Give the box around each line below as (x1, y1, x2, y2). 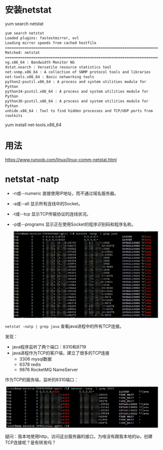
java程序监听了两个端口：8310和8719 (12, 344, 86, 350)
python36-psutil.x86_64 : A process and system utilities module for (5, 99, 149, 103)
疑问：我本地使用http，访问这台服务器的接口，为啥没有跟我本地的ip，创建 (5, 433, 153, 439)
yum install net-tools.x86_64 (5, 122, 62, 128)
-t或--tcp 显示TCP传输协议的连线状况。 (12, 211, 91, 217)
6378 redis (19, 361, 41, 367)
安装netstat (5, 4, 52, 16)
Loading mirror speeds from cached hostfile (5, 40, 97, 45)
